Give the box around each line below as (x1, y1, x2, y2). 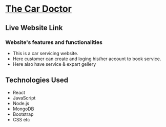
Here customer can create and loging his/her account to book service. (12, 56, 161, 62)
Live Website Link (5, 23, 63, 32)
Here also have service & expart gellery (12, 61, 96, 67)
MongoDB (12, 106, 34, 112)
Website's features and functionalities (5, 39, 103, 46)
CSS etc (12, 116, 30, 122)
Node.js (12, 100, 30, 106)
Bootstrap (12, 111, 34, 117)
